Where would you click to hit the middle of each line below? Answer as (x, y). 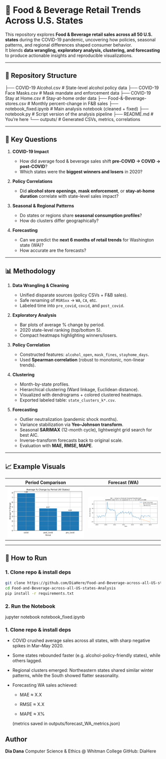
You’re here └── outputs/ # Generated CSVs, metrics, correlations (73, 119)
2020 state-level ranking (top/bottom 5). (61, 330)
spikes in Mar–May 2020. (38, 646)
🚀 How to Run (26, 558)
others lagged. (27, 661)
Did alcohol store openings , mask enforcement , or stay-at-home (87, 191)
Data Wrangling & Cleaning (41, 286)
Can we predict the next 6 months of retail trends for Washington (87, 239)
